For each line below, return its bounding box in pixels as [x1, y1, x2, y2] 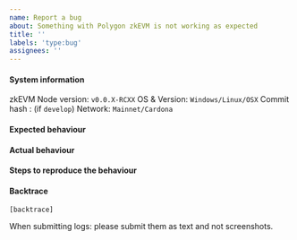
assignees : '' [9, 47, 63, 56]
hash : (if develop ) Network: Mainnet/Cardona [9, 104, 174, 115]
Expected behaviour [9, 124, 87, 134]
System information [9, 73, 85, 85]
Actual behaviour [9, 144, 75, 155]
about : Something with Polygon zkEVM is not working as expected [9, 21, 258, 30]
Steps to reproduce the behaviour [9, 165, 137, 176]
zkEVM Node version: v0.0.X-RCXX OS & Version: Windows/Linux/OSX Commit [9, 94, 289, 105]
